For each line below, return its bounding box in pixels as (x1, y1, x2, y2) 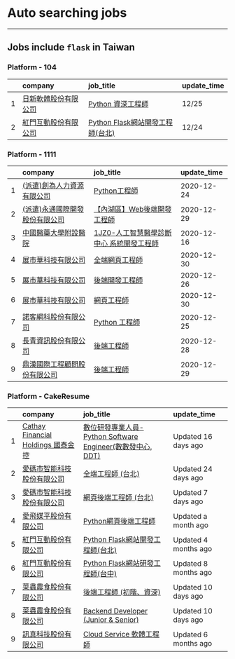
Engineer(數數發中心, (83, 442, 152, 451)
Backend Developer (83, 606, 148, 616)
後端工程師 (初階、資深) (83, 587, 161, 597)
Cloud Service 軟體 (83, 630, 145, 639)
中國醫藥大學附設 (22, 228, 79, 238)
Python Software (83, 432, 138, 442)
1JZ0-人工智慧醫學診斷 (93, 228, 173, 238)
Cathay (22, 421, 46, 431)
